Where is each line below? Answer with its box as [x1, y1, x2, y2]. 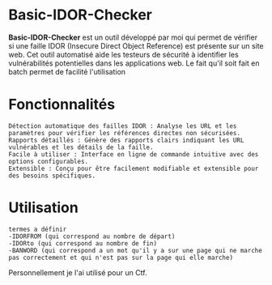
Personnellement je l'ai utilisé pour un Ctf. [8, 267, 147, 277]
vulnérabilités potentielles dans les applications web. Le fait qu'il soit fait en [8, 58, 260, 68]
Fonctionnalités [8, 96, 116, 114]
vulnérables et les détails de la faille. [8, 143, 154, 151]
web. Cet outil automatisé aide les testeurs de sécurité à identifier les [8, 49, 239, 59]
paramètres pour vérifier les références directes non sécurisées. [8, 129, 241, 137]
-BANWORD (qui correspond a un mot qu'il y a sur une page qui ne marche [8, 246, 263, 254]
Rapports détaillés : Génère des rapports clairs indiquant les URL [8, 136, 244, 144]
